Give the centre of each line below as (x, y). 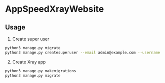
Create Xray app (29, 62)
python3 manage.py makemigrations (41, 71)
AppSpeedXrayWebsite (55, 9)
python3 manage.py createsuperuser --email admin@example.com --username (83, 53)
